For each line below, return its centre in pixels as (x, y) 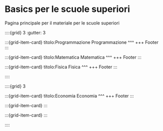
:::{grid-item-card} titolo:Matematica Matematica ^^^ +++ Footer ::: (73, 57)
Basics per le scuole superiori (67, 9)
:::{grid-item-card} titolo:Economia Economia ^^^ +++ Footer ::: (69, 96)
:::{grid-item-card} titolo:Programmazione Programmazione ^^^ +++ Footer (81, 42)
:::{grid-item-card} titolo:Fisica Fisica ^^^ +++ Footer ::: (61, 67)
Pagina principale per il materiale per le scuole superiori (62, 23)
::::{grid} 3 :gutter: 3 (25, 32)
